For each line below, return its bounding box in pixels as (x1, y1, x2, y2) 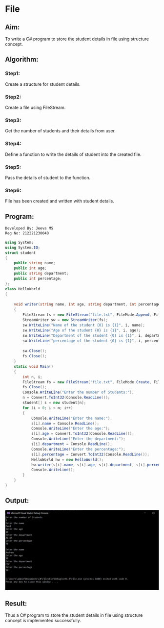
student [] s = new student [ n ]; (22, 401, 86, 405)
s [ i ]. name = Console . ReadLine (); (31, 421, 99, 426)
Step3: (5, 117, 21, 124)
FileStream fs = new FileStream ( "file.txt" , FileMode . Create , (22, 379, 152, 384)
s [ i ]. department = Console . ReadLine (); (31, 442, 112, 447)
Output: (5, 497, 29, 505)
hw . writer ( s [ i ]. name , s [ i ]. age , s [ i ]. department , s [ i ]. (31, 462, 147, 467)
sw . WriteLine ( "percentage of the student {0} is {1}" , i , (22, 338, 143, 343)
